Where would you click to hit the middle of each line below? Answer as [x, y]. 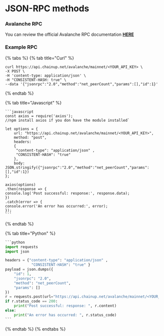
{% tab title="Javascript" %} [33, 103]
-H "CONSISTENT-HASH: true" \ [36, 80]
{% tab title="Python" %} [31, 233]
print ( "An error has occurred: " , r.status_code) [65, 315]
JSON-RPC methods [47, 9]
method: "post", [31, 137]
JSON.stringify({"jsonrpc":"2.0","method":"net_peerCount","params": [77, 167]
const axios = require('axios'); [39, 116]
